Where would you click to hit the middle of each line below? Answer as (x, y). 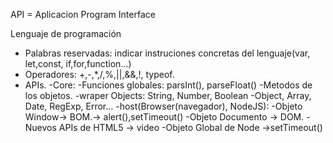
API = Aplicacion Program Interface (83, 14)
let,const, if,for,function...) (78, 63)
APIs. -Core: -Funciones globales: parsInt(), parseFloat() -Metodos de (168, 85)
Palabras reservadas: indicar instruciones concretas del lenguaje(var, (167, 53)
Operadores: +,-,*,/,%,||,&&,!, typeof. (99, 74)
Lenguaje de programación (66, 33)
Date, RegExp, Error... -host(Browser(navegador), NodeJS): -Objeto (163, 106)
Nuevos (40, 127)
